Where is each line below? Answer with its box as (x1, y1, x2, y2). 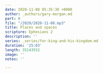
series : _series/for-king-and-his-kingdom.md (5, 39, 98, 44)
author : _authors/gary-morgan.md (5, 12, 73, 16)
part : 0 (5, 16, 21, 21)
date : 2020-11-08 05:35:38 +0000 (5, 7, 73, 12)
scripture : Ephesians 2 (5, 29, 53, 34)
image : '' (5, 52, 25, 57)
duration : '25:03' (5, 43, 42, 48)
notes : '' (5, 57, 25, 61)
